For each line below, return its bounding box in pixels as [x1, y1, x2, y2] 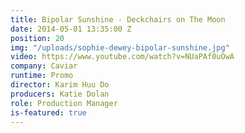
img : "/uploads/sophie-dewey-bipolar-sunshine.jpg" [10, 42, 230, 53]
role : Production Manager [10, 98, 118, 108]
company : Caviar [10, 61, 78, 71]
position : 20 [10, 33, 65, 43]
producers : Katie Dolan [10, 89, 110, 99]
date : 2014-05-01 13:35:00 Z [10, 24, 132, 34]
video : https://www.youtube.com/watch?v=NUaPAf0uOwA [10, 52, 235, 62]
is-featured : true [10, 107, 87, 118]
